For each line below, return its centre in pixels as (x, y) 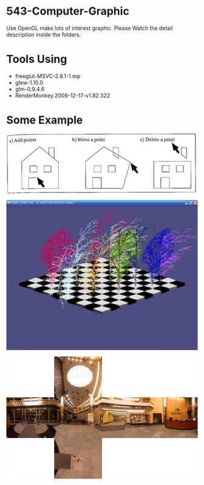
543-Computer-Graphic (68, 11)
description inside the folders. (44, 34)
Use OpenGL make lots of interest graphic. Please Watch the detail (90, 28)
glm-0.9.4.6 (30, 89)
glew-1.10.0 (29, 82)
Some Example (45, 120)
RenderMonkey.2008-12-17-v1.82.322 (63, 95)
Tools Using (37, 59)
